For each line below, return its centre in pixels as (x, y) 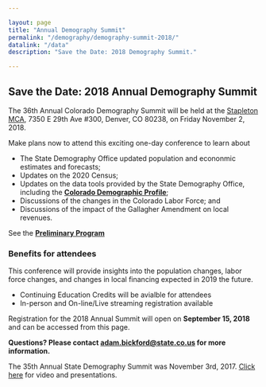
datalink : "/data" (39, 45)
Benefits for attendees (52, 253)
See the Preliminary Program (56, 233)
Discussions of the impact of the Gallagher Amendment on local (124, 209)
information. (29, 351)
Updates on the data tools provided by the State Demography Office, (132, 183)
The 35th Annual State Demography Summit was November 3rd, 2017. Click (132, 366)
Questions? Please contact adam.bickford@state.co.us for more (117, 342)
